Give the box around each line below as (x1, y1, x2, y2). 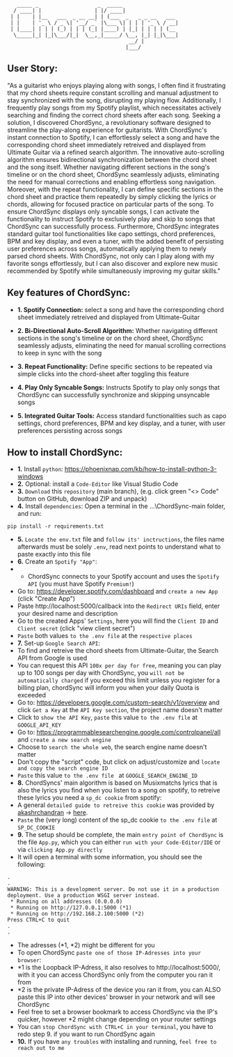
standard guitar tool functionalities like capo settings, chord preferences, (7, 229, 216, 238)
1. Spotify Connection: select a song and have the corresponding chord (17, 305, 224, 313)
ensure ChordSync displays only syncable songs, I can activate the (7, 207, 200, 216)
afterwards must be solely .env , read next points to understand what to (17, 542, 221, 551)
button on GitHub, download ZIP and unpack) (17, 494, 147, 503)
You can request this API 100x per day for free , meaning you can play (17, 661, 222, 670)
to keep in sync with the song (17, 348, 102, 357)
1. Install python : (17, 465, 64, 473)
